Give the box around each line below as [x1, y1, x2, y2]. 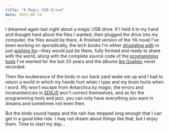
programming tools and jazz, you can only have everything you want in [5, 95, 153, 101]
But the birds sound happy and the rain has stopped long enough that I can [5, 110, 162, 116]
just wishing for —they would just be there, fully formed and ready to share [5, 48, 161, 54]
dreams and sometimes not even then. [5, 100, 86, 106]
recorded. [5, 64, 26, 70]
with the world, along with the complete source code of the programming [5, 53, 158, 59]
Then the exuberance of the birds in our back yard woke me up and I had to [5, 73, 163, 79]
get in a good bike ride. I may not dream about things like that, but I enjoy [5, 115, 158, 121]
